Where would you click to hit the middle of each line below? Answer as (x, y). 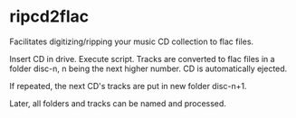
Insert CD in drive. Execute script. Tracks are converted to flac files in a (142, 59)
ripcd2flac (49, 17)
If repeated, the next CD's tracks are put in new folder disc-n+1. (128, 86)
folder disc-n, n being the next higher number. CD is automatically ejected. (148, 68)
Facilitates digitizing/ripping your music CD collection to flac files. (132, 41)
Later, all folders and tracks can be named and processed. (118, 103)
